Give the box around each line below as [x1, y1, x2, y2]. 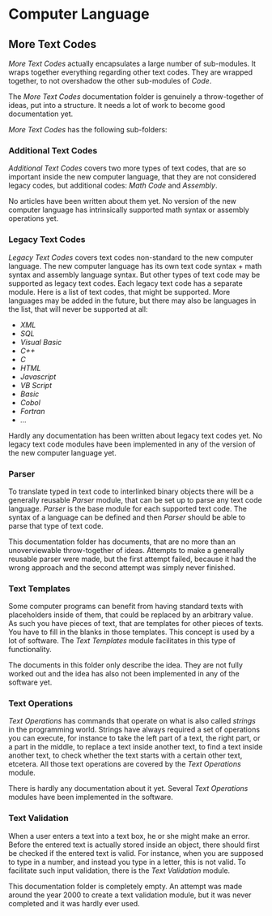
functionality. [8, 645, 53, 655]
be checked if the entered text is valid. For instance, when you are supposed [8, 848, 264, 858]
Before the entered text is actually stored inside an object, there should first [8, 840, 261, 849]
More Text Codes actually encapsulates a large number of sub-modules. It [8, 58, 257, 68]
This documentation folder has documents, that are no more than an [8, 537, 236, 547]
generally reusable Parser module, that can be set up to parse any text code [8, 495, 262, 504]
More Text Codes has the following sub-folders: [8, 125, 168, 134]
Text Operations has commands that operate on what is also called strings [8, 716, 257, 726]
